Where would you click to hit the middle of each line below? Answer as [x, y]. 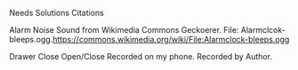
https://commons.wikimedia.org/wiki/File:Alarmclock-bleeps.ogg [171, 39]
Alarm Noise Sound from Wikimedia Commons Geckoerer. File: [124, 30]
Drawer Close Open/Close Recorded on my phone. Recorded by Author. [141, 56]
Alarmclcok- [263, 30]
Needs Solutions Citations [56, 13]
